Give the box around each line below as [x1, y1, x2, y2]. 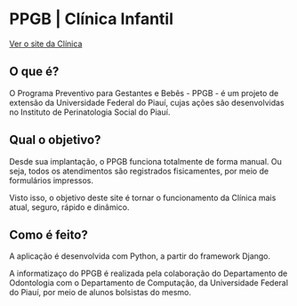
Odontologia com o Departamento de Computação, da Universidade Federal [9, 278, 289, 288]
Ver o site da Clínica [9, 38, 83, 49]
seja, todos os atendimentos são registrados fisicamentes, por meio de [9, 165, 269, 176]
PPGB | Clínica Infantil [9, 9, 174, 29]
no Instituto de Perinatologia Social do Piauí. [9, 107, 171, 117]
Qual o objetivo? [9, 133, 101, 148]
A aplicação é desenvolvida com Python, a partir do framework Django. [9, 251, 271, 262]
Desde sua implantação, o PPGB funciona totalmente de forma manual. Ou [9, 156, 283, 166]
